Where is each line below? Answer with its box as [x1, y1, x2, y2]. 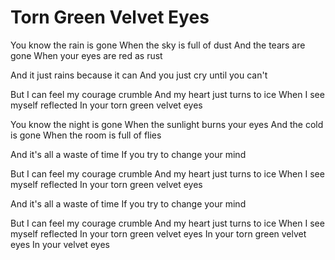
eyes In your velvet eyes [10, 238, 110, 250]
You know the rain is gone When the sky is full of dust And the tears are [10, 39, 306, 51]
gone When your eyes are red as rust [10, 49, 163, 61]
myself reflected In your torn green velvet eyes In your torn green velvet [10, 227, 307, 240]
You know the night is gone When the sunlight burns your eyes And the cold [10, 118, 324, 130]
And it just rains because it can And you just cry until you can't [10, 69, 268, 81]
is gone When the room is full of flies [10, 129, 162, 141]
